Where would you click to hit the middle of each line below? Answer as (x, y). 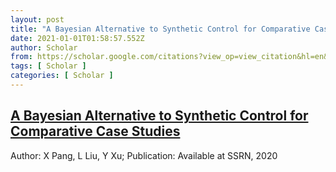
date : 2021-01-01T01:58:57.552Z (77, 38)
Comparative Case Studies (95, 131)
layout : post (37, 19)
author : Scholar (44, 47)
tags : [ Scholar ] (48, 66)
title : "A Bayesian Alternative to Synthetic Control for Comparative (160, 29)
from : (21, 57)
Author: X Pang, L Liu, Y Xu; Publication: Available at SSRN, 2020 (144, 155)
